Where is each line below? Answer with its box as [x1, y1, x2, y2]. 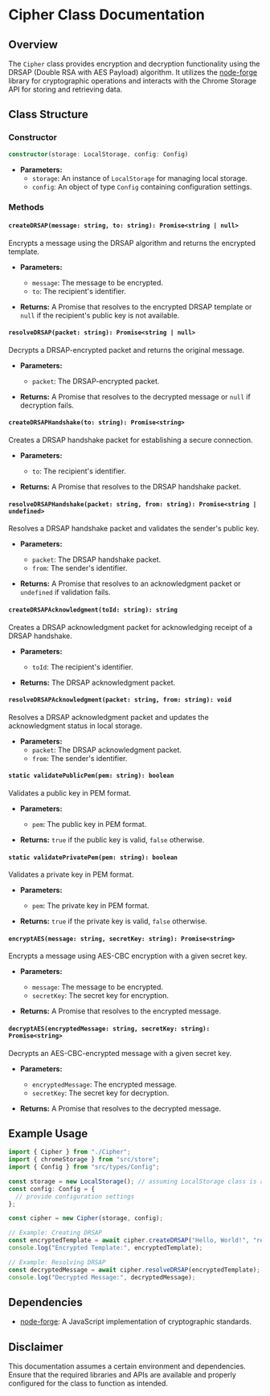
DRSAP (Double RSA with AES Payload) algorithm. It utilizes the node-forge [8, 68, 258, 77]
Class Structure [8, 108, 88, 121]
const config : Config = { [8, 1185, 95, 1193]
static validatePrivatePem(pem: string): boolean [8, 854, 178, 862]
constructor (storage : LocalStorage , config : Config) [8, 150, 189, 158]
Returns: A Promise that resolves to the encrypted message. [19, 1006, 221, 1016]
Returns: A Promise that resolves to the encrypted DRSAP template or [19, 301, 252, 311]
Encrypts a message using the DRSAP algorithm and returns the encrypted [8, 238, 256, 248]
